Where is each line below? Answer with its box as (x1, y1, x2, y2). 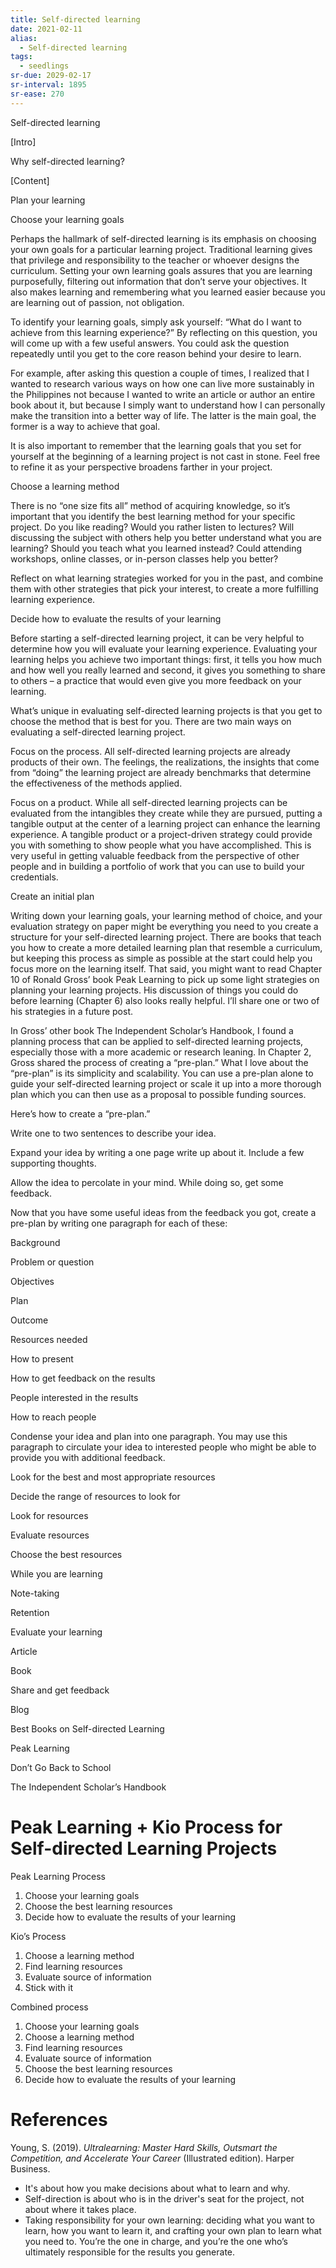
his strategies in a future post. (10, 1005, 133, 1017)
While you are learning (10, 1567, 103, 1580)
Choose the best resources (10, 1548, 123, 1560)
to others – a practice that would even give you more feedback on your (10, 674, 302, 686)
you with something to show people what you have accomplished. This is (10, 839, 312, 851)
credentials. (10, 871, 59, 883)
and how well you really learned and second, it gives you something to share (10, 664, 326, 676)
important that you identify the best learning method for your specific (10, 510, 296, 522)
